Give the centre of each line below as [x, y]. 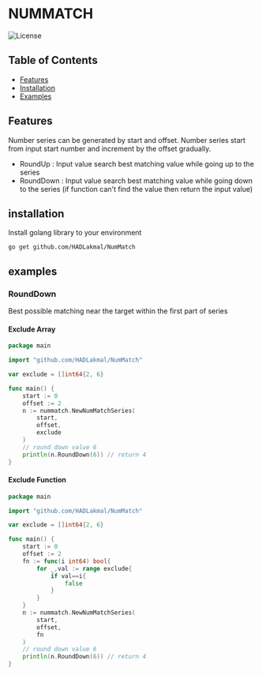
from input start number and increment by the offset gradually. [110, 148]
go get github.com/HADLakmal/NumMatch [72, 247]
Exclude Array [32, 329]
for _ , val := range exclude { [84, 568]
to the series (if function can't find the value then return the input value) [136, 189]
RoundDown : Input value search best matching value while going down [136, 180]
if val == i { [68, 576]
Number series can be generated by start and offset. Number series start [127, 140]
